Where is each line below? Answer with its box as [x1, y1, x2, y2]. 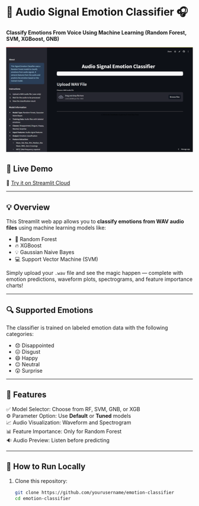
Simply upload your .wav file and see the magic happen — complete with [6, 270, 184, 277]
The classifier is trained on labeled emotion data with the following [6, 324, 168, 331]
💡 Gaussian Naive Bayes [14, 249, 75, 256]
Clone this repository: [14, 477, 68, 484]
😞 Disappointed [14, 342, 54, 349]
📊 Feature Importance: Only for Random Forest [6, 428, 122, 435]
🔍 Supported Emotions [6, 305, 94, 315]
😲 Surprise [14, 367, 43, 374]
